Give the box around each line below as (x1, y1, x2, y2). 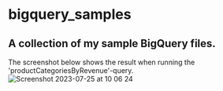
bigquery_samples (8, 5, 132, 24)
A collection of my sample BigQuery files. (8, 37, 217, 50)
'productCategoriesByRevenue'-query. (8, 66, 134, 75)
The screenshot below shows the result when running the (8, 57, 195, 67)
